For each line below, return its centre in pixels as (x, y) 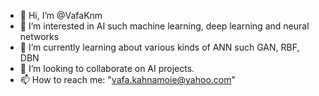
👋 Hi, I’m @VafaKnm (61, 15)
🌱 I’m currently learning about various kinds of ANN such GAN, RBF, (159, 47)
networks (39, 36)
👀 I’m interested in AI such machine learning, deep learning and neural (164, 26)
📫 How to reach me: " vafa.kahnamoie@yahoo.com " (128, 79)
